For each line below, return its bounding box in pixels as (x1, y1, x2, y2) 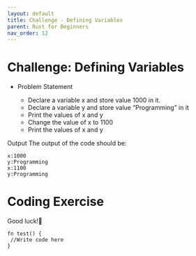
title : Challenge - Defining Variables (7, 17, 123, 24)
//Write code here (10, 237, 64, 243)
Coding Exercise (7, 194, 105, 209)
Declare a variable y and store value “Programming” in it (27, 104, 190, 112)
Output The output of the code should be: (7, 139, 127, 147)
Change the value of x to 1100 (27, 118, 114, 127)
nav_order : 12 (7, 29, 49, 37)
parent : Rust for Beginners (7, 23, 89, 30)
